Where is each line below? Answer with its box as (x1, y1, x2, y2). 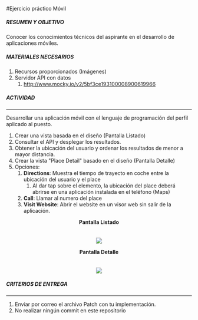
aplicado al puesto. (6, 120, 52, 127)
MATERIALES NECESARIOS (6, 53, 74, 60)
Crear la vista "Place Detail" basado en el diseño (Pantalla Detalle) (14, 157, 176, 164)
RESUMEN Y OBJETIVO (6, 18, 65, 25)
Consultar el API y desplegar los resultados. (14, 138, 121, 145)
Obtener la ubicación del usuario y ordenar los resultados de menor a (14, 144, 184, 151)
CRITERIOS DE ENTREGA (6, 280, 68, 288)
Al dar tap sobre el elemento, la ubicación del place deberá (32, 182, 176, 189)
